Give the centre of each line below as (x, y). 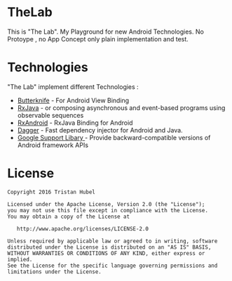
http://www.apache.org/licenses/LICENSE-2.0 (83, 228)
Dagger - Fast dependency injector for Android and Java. (100, 130)
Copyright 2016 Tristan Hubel (52, 192)
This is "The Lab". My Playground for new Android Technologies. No (106, 32)
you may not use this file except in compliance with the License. (108, 210)
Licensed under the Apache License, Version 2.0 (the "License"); (106, 204)
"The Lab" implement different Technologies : (73, 87)
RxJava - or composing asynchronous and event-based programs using (121, 108)
